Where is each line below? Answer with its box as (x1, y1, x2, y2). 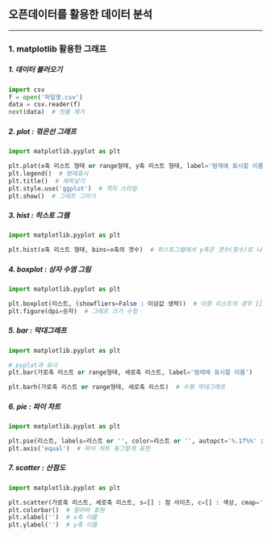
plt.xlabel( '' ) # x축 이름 (8, 514, 98, 522)
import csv (8, 86, 45, 94)
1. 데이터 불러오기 (8, 65, 63, 74)
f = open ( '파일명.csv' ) (8, 93, 83, 101)
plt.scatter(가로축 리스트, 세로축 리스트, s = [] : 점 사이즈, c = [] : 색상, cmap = (8, 498, 260, 506)
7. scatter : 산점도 (8, 463, 66, 472)
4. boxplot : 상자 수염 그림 (8, 264, 91, 274)
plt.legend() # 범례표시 (8, 169, 89, 178)
